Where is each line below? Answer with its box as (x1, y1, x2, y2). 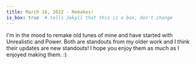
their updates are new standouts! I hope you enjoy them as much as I (6, 44, 180, 52)
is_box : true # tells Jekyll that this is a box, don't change (6, 15, 173, 21)
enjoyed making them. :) (6, 51, 67, 58)
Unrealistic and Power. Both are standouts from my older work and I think (6, 38, 190, 45)
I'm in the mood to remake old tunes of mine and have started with (6, 31, 173, 38)
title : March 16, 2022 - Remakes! (6, 9, 94, 15)
